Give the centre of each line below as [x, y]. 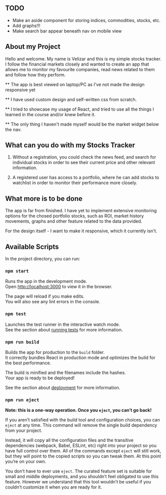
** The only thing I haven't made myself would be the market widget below [82, 124]
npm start [17, 271]
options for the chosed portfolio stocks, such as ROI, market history [75, 216]
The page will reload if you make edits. [45, 296]
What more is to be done [44, 198]
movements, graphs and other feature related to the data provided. [74, 221]
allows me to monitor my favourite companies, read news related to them [80, 69]
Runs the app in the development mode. [46, 281]
